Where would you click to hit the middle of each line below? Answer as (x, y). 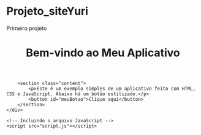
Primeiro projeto (27, 28)
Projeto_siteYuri (47, 11)
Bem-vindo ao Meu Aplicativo (103, 53)
